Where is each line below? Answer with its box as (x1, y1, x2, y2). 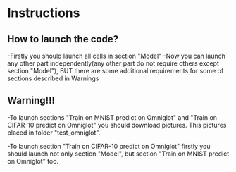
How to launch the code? (7, 33, 118, 45)
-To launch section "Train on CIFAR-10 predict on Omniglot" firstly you (7, 142, 211, 150)
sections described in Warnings (7, 74, 99, 82)
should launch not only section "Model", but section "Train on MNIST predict (7, 149, 230, 158)
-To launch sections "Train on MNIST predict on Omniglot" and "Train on (7, 113, 217, 121)
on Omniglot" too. (7, 156, 58, 165)
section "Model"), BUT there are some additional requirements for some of (7, 67, 224, 75)
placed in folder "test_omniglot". (7, 128, 101, 137)
